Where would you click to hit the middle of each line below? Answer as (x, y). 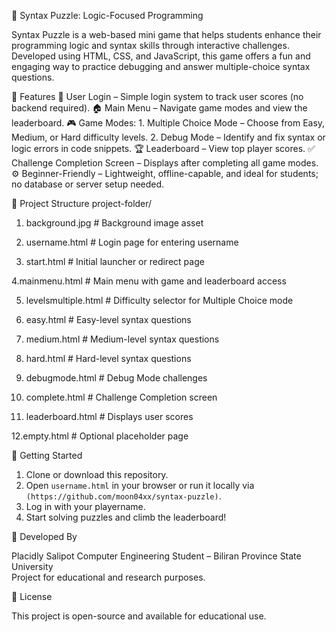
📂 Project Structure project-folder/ (82, 203)
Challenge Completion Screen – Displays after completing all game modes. (165, 163)
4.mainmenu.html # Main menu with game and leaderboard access (149, 281)
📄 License (32, 596)
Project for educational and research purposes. (108, 577)
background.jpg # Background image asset (114, 223)
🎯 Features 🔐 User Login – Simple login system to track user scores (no (157, 96)
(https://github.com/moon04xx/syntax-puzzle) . (123, 496)
